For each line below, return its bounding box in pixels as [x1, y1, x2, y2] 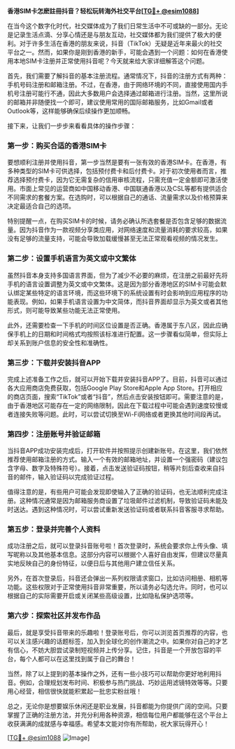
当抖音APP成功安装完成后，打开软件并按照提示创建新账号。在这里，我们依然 [7, 447, 228, 455]
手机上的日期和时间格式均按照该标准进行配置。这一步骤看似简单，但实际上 [13, 330, 228, 338]
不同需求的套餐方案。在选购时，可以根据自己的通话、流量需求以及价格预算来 [7, 193, 228, 202]
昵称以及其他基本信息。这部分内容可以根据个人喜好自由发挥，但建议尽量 [13, 551, 222, 559]
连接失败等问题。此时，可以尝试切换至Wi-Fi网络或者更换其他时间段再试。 [13, 410, 225, 418]
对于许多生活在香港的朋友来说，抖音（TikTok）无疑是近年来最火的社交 [19, 39, 222, 48]
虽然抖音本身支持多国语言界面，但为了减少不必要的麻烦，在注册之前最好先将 [7, 271, 228, 279]
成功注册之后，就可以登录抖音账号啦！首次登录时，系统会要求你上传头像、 [7, 541, 222, 550]
